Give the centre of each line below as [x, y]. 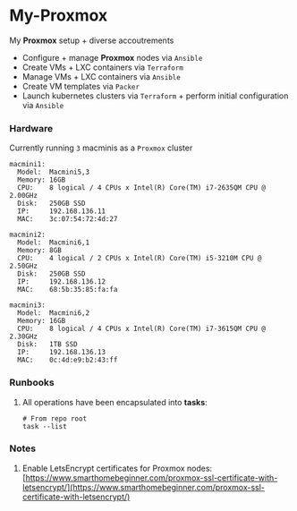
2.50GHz [24, 266]
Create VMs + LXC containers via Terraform [102, 67]
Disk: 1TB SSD [47, 345]
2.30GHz [24, 336]
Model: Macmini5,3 [54, 172]
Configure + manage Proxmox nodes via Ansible [112, 57]
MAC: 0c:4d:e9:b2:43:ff [68, 360]
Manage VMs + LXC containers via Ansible [101, 76]
